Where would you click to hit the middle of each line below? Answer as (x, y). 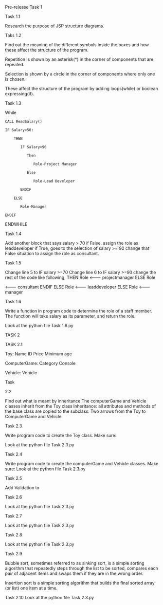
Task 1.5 (13, 263)
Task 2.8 (14, 535)
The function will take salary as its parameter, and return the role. (70, 316)
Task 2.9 (14, 554)
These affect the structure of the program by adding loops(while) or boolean (81, 89)
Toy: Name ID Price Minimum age (38, 354)
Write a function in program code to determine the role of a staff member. (79, 311)
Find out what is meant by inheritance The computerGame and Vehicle (76, 401)
